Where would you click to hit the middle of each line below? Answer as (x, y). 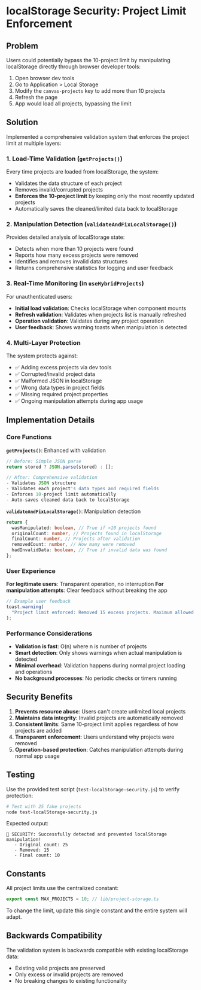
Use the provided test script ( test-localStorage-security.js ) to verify (93, 789)
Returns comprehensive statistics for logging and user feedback (94, 268)
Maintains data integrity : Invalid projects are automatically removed (99, 718)
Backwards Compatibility (54, 936)
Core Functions (29, 437)
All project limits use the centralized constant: (62, 888)
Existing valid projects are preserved (60, 968)
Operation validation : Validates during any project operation (89, 321)
